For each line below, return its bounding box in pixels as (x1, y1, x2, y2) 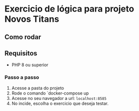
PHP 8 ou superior (11, 62, 49, 68)
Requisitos (4, 49, 37, 57)
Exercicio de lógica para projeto (4, 3, 134, 14)
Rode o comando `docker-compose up (11, 90, 89, 96)
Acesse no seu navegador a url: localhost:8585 (11, 95, 107, 101)
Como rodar (4, 33, 42, 41)
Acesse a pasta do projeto (11, 85, 64, 91)
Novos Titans (4, 14, 59, 25)
